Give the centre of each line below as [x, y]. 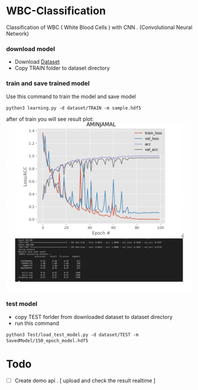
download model [30, 49]
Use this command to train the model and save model [71, 96]
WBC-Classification [56, 11]
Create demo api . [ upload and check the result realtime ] [85, 381]
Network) [18, 33]
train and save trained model [48, 83]
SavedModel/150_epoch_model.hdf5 [47, 341]
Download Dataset [37, 62]
